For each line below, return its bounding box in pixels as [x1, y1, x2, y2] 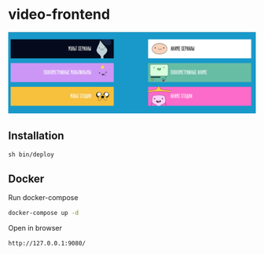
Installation [8, 129, 64, 142]
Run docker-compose [8, 192, 79, 202]
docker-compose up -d [8, 209, 79, 217]
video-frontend [8, 5, 111, 24]
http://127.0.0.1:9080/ [8, 239, 86, 247]
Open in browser [8, 223, 63, 232]
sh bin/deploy [8, 151, 55, 158]
